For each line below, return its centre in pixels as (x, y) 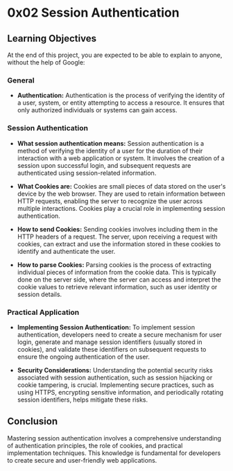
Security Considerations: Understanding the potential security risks (115, 370)
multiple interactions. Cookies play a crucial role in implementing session (121, 208)
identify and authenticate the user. (66, 251)
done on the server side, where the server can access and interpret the (119, 280)
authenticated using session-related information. (87, 173)
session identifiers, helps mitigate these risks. (83, 400)
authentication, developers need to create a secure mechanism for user (119, 334)
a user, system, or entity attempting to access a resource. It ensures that (121, 103)
